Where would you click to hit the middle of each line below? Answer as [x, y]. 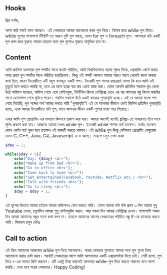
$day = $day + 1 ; [32, 191]
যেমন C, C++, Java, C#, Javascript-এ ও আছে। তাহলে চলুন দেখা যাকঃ [64, 136]
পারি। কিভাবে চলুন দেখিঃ [23, 222]
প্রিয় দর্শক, [12, 20]
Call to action [26, 238]
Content [18, 58]
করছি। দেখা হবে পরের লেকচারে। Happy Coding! [45, 267]
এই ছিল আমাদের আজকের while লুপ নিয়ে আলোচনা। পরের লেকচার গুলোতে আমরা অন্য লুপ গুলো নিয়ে [78, 250]
